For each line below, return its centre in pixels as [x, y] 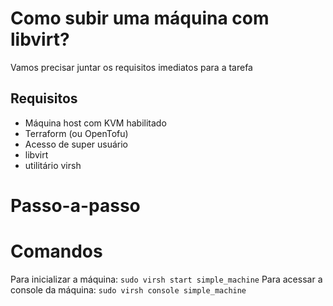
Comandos [56, 251]
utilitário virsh [53, 165]
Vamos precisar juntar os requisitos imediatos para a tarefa [131, 67]
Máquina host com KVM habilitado [95, 123]
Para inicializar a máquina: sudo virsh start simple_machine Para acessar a [166, 279]
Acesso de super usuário [76, 144]
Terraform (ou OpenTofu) [76, 133]
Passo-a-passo [75, 205]
